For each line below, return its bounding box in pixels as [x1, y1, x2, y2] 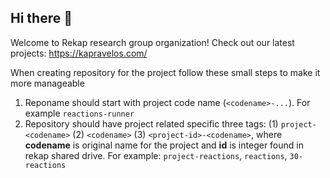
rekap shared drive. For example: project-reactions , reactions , [24, 149, 288, 161]
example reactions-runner [24, 107, 135, 119]
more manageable [10, 77, 85, 89]
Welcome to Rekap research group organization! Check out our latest [10, 36, 295, 48]
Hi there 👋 [10, 10, 73, 27]
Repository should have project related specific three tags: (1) [24, 117, 279, 130]
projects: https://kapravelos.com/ [10, 47, 148, 59]
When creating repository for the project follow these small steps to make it [10, 66, 321, 78]
